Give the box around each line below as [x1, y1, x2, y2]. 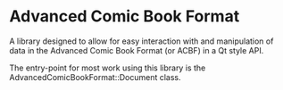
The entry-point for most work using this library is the [9, 62, 206, 73]
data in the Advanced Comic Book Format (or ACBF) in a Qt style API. [9, 45, 264, 55]
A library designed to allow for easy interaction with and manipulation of [9, 36, 274, 46]
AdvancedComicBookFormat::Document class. [9, 71, 181, 82]
